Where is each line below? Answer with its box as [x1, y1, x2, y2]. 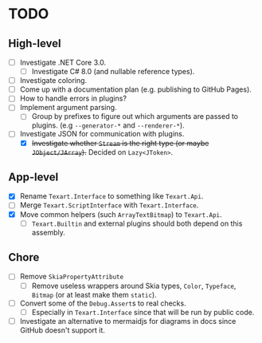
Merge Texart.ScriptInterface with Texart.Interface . [19, 200, 199, 210]
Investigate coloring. [19, 76, 88, 85]
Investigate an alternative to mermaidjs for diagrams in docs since [19, 316, 237, 325]
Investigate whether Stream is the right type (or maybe [31, 138, 209, 148]
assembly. [31, 227, 65, 237]
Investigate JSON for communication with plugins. [19, 129, 185, 139]
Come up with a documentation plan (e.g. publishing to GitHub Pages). [19, 85, 252, 94]
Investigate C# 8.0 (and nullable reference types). [31, 67, 195, 77]
